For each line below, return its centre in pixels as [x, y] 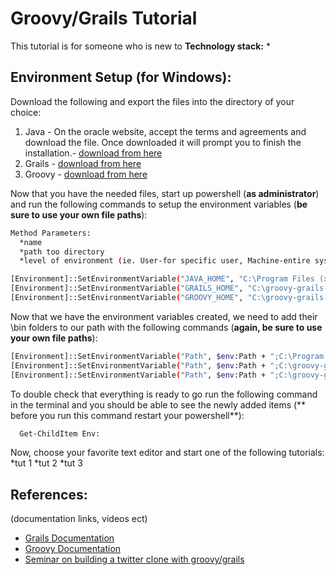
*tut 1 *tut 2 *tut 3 [46, 463]
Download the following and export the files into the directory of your [152, 101]
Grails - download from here [83, 163]
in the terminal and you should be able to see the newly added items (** [158, 404]
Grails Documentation [69, 538]
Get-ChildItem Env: [60, 433]
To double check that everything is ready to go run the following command [164, 394]
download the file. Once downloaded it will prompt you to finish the [163, 142]
